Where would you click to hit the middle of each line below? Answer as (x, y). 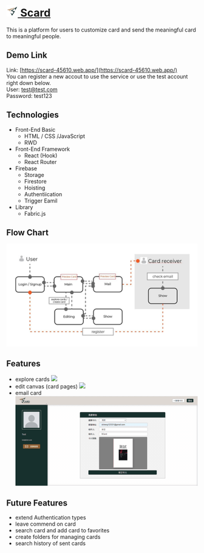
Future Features (37, 503)
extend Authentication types (50, 518)
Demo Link (27, 56)
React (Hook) (41, 155)
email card (28, 393)
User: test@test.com (32, 89)
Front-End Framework (42, 149)
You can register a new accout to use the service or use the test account (97, 76)
